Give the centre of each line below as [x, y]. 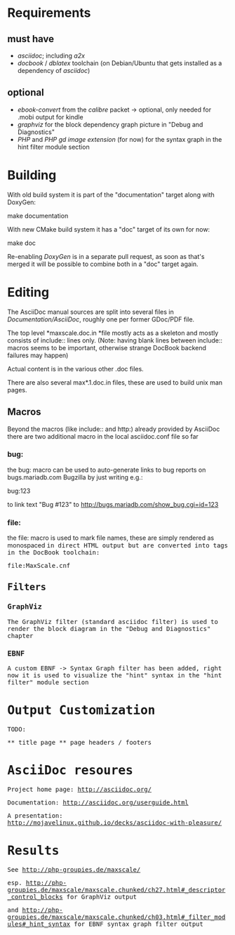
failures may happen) [38, 355]
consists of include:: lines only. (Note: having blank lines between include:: [115, 340]
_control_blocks [35, 897]
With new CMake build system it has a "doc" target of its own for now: [109, 229]
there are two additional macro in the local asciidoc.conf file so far [103, 436]
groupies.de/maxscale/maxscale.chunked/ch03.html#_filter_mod [116, 917]
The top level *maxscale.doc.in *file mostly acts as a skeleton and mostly [113, 333]
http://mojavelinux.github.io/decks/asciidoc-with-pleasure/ [115, 822]
